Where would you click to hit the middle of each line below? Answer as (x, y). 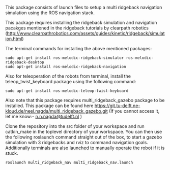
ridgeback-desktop (25, 62)
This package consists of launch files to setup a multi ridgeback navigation (84, 7)
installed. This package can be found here (49, 106)
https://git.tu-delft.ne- (117, 106)
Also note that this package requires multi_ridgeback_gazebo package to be (85, 100)
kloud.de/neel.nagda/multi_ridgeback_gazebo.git (56, 111)
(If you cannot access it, (134, 111)
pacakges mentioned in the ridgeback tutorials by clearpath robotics (77, 28)
